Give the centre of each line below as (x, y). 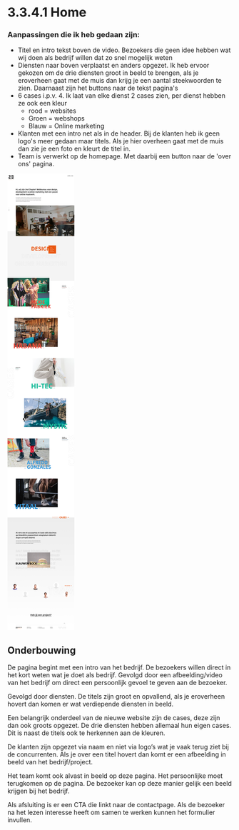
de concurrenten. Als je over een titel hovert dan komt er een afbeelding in (117, 754)
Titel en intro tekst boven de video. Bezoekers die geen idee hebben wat (124, 50)
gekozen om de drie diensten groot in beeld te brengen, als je (108, 73)
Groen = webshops (57, 118)
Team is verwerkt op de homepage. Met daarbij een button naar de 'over (124, 156)
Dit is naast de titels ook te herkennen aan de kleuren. (86, 733)
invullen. (20, 820)
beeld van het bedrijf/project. (50, 762)
